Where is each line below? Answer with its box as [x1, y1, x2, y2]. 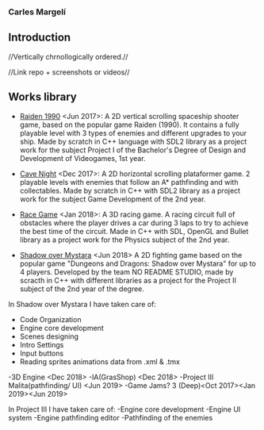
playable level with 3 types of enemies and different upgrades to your [19, 128, 247, 137]
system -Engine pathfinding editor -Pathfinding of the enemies [8, 413, 213, 422]
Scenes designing [19, 332, 79, 341]
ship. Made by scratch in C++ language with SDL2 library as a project [19, 136, 247, 146]
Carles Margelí [8, 6, 66, 17]
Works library [8, 90, 78, 104]
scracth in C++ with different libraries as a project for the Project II [19, 275, 236, 285]
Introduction [8, 31, 71, 44]
